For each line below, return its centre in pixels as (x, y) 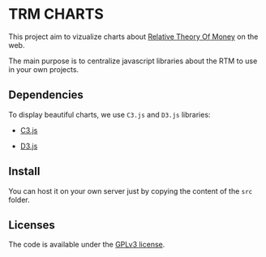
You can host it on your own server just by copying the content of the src (131, 191)
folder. (19, 199)
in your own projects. (44, 69)
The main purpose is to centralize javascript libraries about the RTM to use (133, 61)
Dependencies (46, 95)
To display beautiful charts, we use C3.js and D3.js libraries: (109, 114)
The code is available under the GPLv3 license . (87, 245)
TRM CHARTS (56, 14)
